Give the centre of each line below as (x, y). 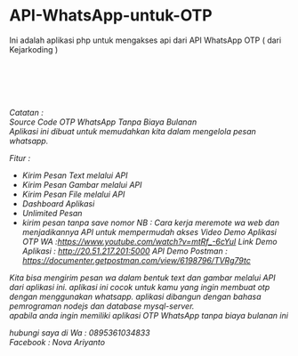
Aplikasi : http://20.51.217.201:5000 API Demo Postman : (125, 251)
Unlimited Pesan (52, 213)
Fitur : (20, 158)
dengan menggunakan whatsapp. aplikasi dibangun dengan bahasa (135, 296)
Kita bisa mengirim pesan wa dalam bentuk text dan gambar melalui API (142, 278)
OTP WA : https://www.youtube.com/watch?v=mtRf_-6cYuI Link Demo (149, 241)
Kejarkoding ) (34, 49)
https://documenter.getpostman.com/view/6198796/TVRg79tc (136, 260)
